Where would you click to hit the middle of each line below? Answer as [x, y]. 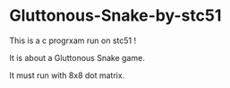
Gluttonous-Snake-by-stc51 [115, 16]
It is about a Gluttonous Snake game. [77, 57]
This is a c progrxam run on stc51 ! [73, 40]
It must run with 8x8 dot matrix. [67, 75]
